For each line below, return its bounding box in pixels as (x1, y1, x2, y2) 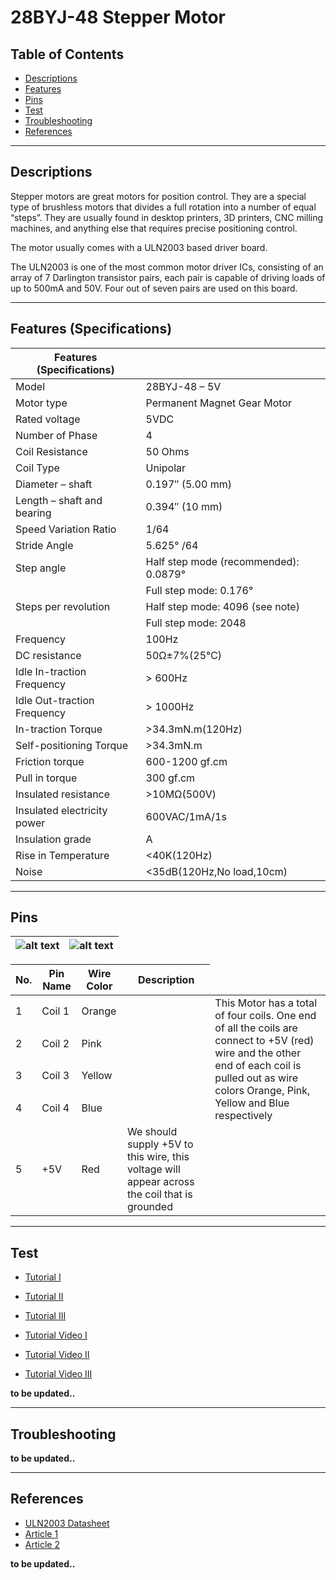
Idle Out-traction (15, 693, 95, 707)
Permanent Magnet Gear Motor (145, 396, 293, 410)
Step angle (15, 561, 67, 575)
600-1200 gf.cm (145, 754, 228, 768)
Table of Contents (10, 46, 125, 63)
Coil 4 (41, 1101, 70, 1115)
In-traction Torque (15, 722, 103, 736)
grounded (126, 1200, 173, 1214)
